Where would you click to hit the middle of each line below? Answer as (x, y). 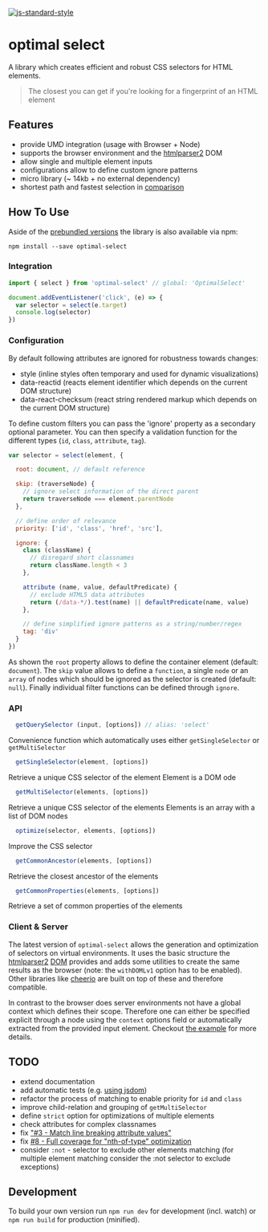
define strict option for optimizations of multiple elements (117, 1116)
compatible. (28, 987)
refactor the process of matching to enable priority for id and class (131, 1098)
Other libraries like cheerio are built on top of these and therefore (116, 978)
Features (31, 125)
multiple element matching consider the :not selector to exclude (125, 1158)
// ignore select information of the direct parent (111, 492)
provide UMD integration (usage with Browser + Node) (110, 144)
